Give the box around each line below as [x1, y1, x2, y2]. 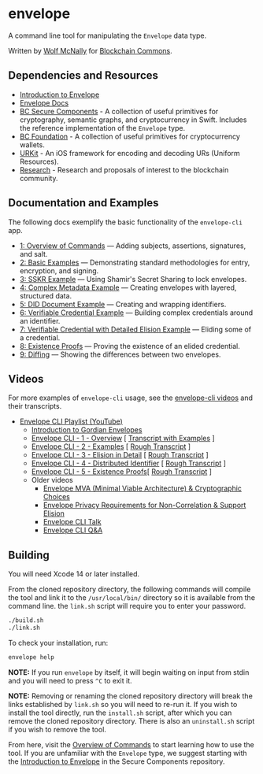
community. [19, 173, 58, 183]
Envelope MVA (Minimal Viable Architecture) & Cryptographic [43, 483, 243, 493]
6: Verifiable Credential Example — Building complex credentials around [19, 308, 254, 317]
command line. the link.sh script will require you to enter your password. [8, 602, 246, 611]
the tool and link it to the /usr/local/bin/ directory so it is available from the [8, 593, 256, 602]
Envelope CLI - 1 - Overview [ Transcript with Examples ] [31, 434, 215, 443]
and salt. [19, 249, 48, 258]
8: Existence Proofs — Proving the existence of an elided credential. [19, 341, 240, 350]
